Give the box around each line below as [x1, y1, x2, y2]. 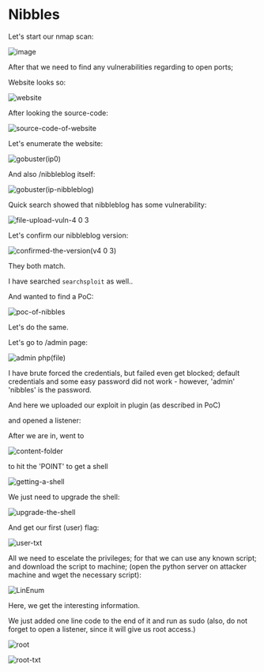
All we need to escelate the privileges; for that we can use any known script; [8, 553, 257, 562]
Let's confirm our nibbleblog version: [8, 231, 129, 240]
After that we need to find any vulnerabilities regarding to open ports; [8, 62, 234, 72]
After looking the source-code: [8, 108, 109, 118]
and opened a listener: [8, 415, 81, 425]
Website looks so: [8, 77, 66, 87]
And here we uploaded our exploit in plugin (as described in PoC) [8, 400, 221, 410]
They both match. [8, 261, 66, 270]
